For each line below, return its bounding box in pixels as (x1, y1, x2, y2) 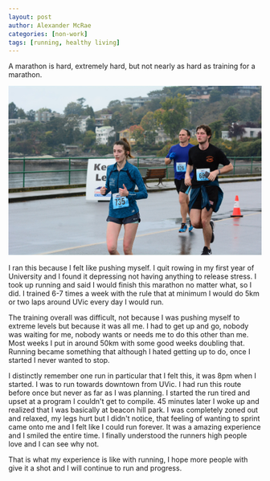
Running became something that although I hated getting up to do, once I (8, 347, 251, 357)
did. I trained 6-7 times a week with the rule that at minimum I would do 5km (8, 289, 260, 299)
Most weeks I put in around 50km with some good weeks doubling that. (8, 338, 245, 349)
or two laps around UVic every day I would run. (8, 297, 165, 307)
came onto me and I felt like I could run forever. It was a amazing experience (8, 422, 261, 432)
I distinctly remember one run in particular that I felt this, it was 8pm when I (8, 371, 257, 381)
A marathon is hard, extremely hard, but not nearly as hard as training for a (8, 61, 256, 71)
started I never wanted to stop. (8, 356, 110, 365)
